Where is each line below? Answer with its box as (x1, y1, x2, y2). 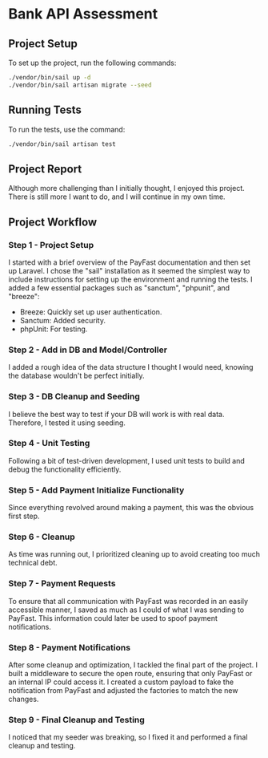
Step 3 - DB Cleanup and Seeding (8, 391, 140, 402)
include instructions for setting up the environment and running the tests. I (8, 274, 254, 284)
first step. (8, 511, 40, 521)
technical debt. (8, 558, 58, 568)
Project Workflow (8, 215, 98, 229)
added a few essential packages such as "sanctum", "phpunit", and (8, 282, 230, 293)
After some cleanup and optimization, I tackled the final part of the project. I (8, 660, 258, 670)
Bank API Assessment (8, 5, 158, 23)
